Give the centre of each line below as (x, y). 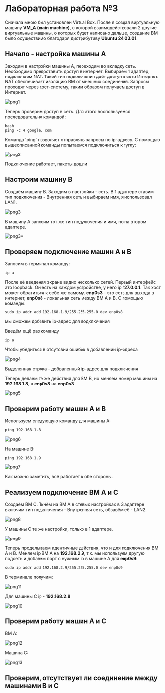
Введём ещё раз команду (32, 331)
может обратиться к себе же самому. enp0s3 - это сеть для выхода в (80, 293)
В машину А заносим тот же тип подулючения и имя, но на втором (76, 221)
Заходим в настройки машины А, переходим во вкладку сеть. (71, 66)
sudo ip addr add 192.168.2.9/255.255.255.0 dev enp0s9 (64, 568)
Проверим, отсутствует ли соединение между (81, 678)
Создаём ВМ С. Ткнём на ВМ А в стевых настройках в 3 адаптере (75, 504)
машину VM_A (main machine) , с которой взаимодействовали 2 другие (81, 27)
